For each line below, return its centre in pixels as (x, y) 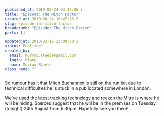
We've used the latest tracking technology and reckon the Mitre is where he (82, 98)
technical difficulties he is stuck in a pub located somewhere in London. (78, 88)
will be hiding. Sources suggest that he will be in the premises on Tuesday (81, 103)
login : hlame (23, 60)
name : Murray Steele (31, 65)
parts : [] (15, 33)
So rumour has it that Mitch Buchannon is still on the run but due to (73, 83)
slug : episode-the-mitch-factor (38, 23)
